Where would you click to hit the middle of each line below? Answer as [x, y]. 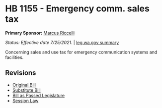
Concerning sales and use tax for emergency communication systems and [81, 52]
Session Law [25, 101]
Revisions [21, 73]
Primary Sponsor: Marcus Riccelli [40, 33]
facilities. [14, 57]
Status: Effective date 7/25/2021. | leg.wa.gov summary [62, 42]
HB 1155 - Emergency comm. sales [78, 9]
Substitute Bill [26, 90]
